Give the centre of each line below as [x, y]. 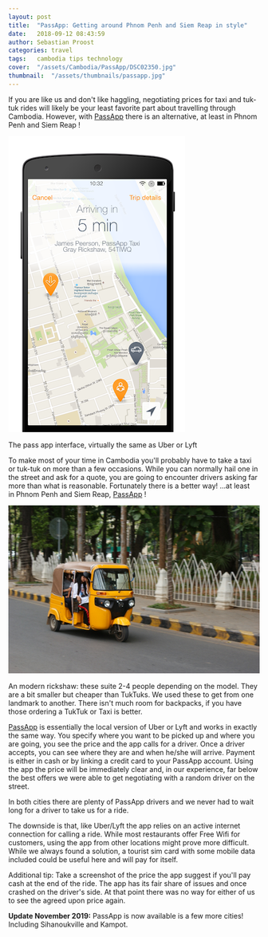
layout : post [30, 17]
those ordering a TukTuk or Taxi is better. [75, 711]
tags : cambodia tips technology [66, 59]
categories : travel [41, 51]
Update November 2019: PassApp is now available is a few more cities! [126, 915]
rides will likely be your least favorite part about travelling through [128, 108]
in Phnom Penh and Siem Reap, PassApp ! [77, 494]
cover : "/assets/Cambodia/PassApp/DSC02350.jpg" [93, 68]
